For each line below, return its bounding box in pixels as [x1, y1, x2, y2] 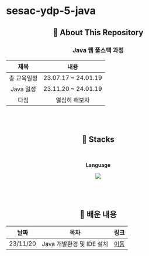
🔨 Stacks [81, 135, 115, 145]
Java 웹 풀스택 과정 [72, 46, 124, 54]
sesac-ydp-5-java [6, 4, 96, 18]
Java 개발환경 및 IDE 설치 [41, 240, 109, 248]
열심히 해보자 [55, 95, 90, 104]
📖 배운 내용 [79, 210, 117, 220]
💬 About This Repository [53, 28, 144, 37]
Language [85, 161, 111, 168]
